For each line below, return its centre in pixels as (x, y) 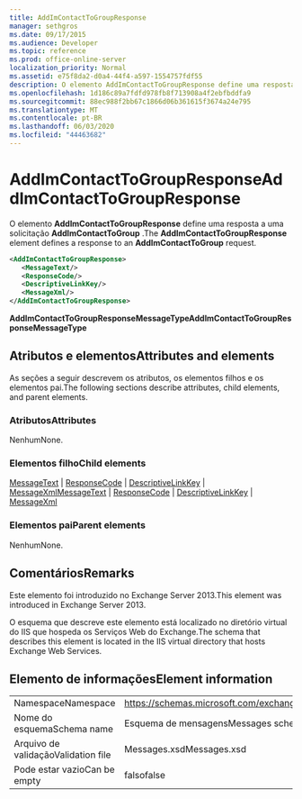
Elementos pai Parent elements (78, 525)
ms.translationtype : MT (54, 110)
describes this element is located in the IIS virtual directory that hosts (138, 641)
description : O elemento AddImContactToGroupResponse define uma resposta (152, 85)
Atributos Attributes (53, 420)
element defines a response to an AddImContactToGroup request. (133, 242)
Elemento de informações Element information (141, 679)
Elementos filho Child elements (78, 463)
